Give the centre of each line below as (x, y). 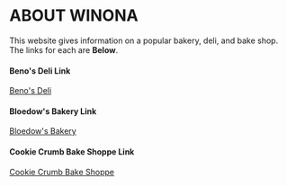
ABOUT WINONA (74, 16)
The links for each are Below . (64, 49)
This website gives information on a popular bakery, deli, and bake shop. (144, 40)
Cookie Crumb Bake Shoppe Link (72, 151)
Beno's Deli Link (40, 71)
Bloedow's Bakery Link (53, 111)
